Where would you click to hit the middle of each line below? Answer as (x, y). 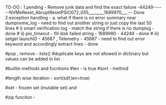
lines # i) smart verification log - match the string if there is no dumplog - (80, 28)
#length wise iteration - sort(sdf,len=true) (48, 78)
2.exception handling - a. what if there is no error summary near (71, 18)
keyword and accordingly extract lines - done (52, 44)
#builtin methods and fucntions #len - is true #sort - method (67, 68)
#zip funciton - (20, 97)
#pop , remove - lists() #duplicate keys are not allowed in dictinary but (77, 53)
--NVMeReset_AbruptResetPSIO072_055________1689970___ (66, 12)
